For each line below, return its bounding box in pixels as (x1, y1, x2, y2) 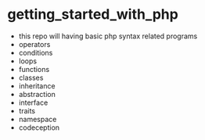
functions (18, 64, 50, 74)
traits (18, 106, 36, 115)
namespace (18, 114, 57, 124)
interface (18, 98, 49, 107)
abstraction (18, 89, 56, 99)
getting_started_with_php (7, 5, 179, 23)
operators (18, 39, 51, 48)
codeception (18, 123, 60, 132)
